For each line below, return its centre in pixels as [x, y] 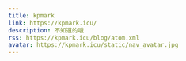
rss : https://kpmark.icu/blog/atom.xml [74, 38]
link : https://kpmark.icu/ [53, 23]
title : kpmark [32, 15]
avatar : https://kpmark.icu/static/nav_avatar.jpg [93, 45]
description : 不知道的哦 [46, 30]
